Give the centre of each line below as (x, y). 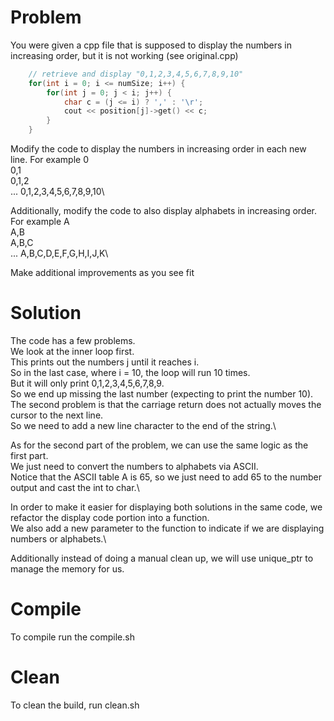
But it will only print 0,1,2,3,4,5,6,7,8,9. (87, 383)
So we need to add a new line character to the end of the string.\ (143, 425)
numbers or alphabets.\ (58, 539)
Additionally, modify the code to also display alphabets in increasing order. (164, 211)
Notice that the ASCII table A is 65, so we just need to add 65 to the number (166, 477)
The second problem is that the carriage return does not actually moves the (166, 404)
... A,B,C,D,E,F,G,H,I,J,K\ (59, 253)
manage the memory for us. (67, 569)
